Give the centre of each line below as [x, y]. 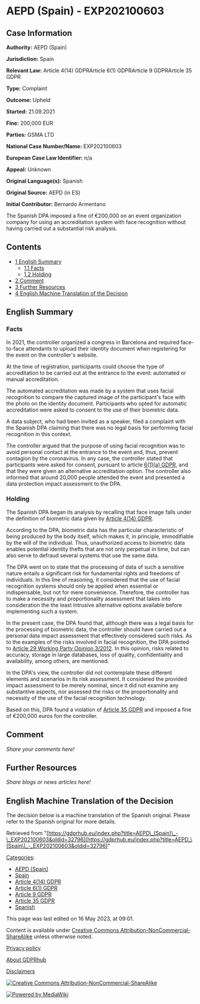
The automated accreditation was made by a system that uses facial [90, 391]
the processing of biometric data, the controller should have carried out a [96, 629]
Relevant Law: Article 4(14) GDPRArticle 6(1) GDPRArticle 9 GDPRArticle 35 [99, 70]
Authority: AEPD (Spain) [37, 47]
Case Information [39, 33]
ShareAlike [19, 937]
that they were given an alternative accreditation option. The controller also [99, 471]
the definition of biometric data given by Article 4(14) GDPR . [80, 518]
